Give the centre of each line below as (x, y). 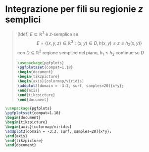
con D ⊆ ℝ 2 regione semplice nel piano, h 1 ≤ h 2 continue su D (81, 53)
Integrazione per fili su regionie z (74, 9)
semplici (23, 19)
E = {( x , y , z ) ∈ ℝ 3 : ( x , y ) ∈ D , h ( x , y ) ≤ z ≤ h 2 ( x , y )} (89, 43)
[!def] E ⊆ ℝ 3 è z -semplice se (48, 34)
